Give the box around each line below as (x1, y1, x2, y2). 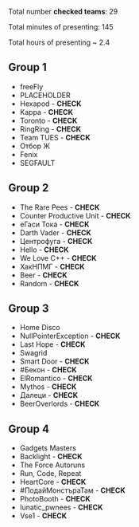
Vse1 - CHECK (19, 511, 68, 521)
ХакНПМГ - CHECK (19, 262, 85, 271)
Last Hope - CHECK (19, 340, 86, 349)
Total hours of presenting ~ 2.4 (8, 37, 110, 47)
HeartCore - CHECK (19, 478, 87, 487)
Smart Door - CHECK (19, 356, 90, 366)
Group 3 (8, 302, 49, 316)
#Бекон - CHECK (19, 365, 77, 375)
